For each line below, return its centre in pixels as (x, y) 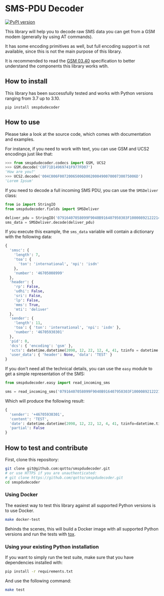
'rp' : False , (27, 287)
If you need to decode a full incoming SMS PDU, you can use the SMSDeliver (82, 190)
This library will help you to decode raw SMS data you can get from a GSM (80, 31)
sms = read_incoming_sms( (31, 392)
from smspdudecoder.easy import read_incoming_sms (58, 383)
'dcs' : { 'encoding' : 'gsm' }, (41, 346)
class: (11, 195)
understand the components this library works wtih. (57, 66)
